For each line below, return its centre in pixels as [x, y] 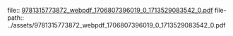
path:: [16, 18]
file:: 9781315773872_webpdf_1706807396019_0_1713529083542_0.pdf [110, 10]
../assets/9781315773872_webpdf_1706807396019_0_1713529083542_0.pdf [116, 25]
